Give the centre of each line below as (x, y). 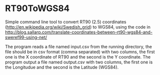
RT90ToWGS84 (37, 8)
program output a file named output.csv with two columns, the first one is (79, 62)
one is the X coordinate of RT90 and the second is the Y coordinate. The (78, 57)
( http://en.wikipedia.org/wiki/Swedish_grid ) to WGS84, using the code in (78, 27)
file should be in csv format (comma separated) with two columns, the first (80, 52)
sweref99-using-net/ (26, 37)
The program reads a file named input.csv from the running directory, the (79, 46)
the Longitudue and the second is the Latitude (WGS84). (62, 67)
